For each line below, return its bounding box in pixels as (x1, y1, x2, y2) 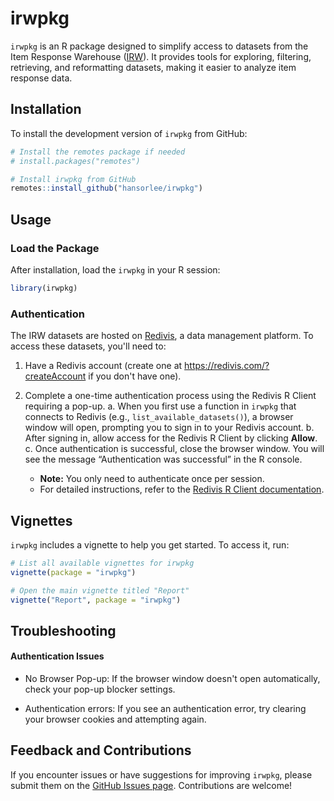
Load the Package (10, 241, 100, 255)
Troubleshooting (10, 622, 117, 639)
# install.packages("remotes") (10, 156, 141, 166)
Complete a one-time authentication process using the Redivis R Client (24, 390, 317, 402)
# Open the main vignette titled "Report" (10, 585, 190, 596)
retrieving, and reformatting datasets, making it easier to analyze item (10, 61, 297, 73)
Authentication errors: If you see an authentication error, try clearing (24, 703, 307, 715)
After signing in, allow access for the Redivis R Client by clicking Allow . (24, 432, 318, 444)
